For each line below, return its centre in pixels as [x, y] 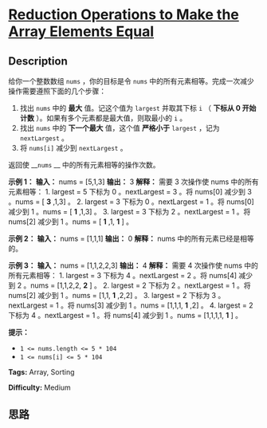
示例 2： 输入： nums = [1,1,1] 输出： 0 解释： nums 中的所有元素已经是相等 [132, 238]
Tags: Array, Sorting [41, 372]
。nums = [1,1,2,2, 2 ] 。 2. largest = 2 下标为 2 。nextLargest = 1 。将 [137, 285]
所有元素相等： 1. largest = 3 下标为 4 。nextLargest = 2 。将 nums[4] [123, 275]
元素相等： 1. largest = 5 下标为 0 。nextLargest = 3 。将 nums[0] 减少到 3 [130, 192]
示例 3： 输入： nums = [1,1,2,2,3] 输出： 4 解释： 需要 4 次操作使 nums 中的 [133, 265]
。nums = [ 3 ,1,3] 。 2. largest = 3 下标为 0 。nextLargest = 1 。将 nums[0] [132, 202]
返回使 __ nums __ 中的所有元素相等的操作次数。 [84, 165]
